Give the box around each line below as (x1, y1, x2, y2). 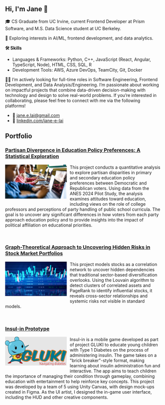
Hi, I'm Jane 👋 (5, 5, 48, 13)
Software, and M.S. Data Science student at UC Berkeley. (5, 25, 122, 31)
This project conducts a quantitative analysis (69, 164, 161, 170)
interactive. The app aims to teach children (69, 368, 157, 374)
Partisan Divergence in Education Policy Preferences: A (5, 147, 141, 154)
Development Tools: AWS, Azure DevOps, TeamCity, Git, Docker (12, 67, 143, 73)
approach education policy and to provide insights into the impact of (5, 217, 144, 223)
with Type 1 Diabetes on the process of (69, 347, 149, 353)
